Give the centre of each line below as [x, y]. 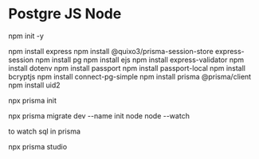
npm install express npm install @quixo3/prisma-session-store [111, 51]
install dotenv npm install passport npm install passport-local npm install [127, 68]
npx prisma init [33, 100]
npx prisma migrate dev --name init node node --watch [99, 115]
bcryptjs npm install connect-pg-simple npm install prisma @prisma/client [130, 76]
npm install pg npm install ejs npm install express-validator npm [140, 60]
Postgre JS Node [65, 14]
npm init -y [26, 36]
